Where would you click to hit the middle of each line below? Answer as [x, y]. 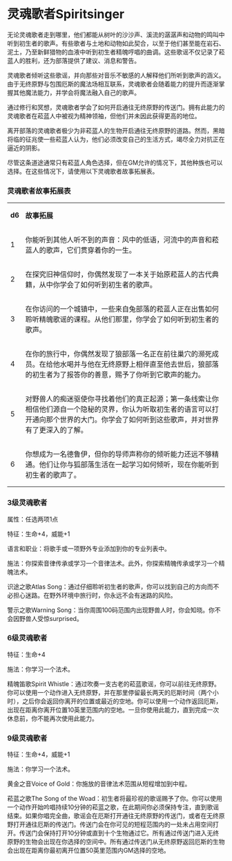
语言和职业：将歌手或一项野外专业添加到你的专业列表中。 [89, 548]
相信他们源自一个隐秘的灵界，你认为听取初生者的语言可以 [119, 409]
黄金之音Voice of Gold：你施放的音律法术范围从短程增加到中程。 [99, 784]
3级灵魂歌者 [27, 503]
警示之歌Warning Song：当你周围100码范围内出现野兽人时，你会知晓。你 [111, 610]
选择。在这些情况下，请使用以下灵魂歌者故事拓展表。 [83, 171]
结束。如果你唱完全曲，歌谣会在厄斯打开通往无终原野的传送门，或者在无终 [113, 816]
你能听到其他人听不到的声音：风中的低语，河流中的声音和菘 [122, 240]
